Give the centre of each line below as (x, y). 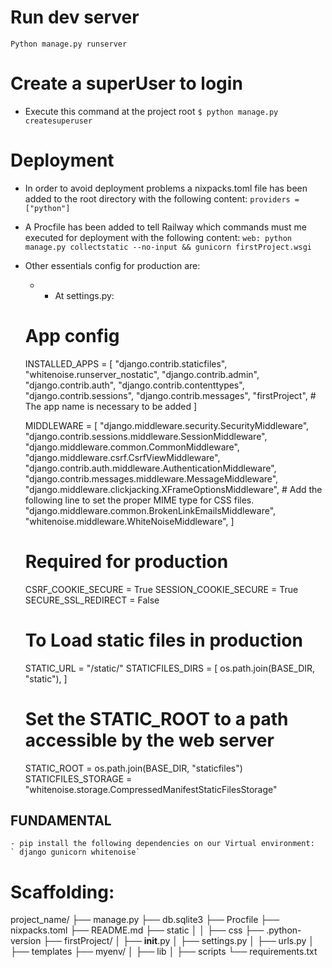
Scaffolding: (62, 892)
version (26, 941)
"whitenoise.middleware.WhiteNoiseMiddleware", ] (129, 521)
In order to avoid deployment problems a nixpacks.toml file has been (166, 188)
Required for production (126, 561)
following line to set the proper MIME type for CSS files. (139, 500)
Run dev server (75, 17)
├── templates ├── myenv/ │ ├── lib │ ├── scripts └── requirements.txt (164, 952)
